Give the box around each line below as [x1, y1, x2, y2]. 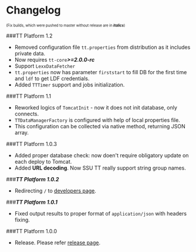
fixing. [14, 216, 31, 223]
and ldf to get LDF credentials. [14, 75, 90, 82]
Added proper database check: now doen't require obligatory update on [14, 151, 189, 159]
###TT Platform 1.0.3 [6, 140, 58, 147]
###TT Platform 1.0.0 [6, 227, 58, 234]
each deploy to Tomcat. [14, 158, 72, 165]
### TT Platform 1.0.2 [6, 175, 59, 183]
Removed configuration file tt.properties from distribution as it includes [14, 44, 191, 51]
